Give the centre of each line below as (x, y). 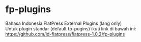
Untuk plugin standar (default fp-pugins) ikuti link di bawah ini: (71, 28)
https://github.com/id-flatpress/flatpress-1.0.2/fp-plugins (65, 34)
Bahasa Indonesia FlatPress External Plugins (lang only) (64, 23)
